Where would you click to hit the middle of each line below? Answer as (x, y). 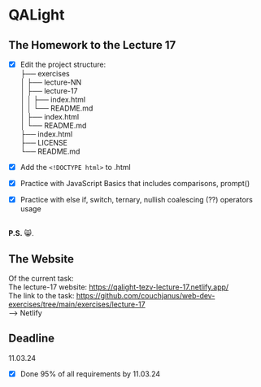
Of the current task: (41, 279)
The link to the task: (41, 296)
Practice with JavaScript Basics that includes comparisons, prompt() (135, 184)
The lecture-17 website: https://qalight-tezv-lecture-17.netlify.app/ (119, 287)
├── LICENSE (43, 143)
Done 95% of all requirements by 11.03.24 (90, 374)
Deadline (32, 339)
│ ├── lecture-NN (51, 82)
